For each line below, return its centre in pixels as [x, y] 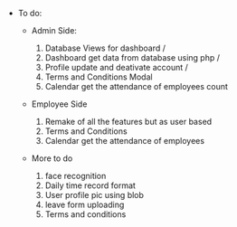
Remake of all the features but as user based [128, 122]
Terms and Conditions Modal [99, 77]
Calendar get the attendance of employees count [137, 86]
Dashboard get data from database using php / [132, 57]
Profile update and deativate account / [116, 67]
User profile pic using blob [95, 195]
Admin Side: [54, 30]
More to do [52, 158]
